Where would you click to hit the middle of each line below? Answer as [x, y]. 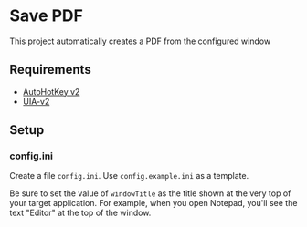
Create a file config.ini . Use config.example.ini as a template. [129, 176]
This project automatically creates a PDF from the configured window [140, 41]
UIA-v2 [36, 101]
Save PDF [47, 16]
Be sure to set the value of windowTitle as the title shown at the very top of [150, 193]
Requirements [50, 70]
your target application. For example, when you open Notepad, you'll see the [153, 203]
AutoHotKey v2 [51, 91]
